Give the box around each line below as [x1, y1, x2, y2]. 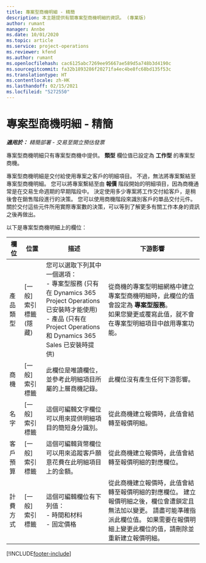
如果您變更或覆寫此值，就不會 [108, 310, 194, 318]
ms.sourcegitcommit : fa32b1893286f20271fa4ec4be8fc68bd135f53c [6, 66, 172, 72]
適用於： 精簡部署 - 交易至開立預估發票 [6, 139, 105, 146]
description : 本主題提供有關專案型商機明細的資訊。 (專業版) [6, 15, 147, 21]
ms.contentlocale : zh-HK [6, 77, 70, 83]
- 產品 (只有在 [45, 314, 87, 323]
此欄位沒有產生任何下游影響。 [108, 375, 194, 383]
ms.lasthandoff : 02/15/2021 [6, 83, 78, 90]
